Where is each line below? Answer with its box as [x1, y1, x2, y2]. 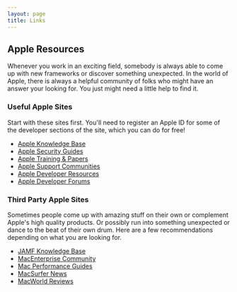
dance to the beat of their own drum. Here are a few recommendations [7, 226, 214, 234]
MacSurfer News [17, 269, 67, 278]
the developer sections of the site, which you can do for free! [7, 125, 185, 134]
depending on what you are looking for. [7, 233, 122, 241]
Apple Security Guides [17, 146, 83, 156]
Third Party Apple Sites [7, 194, 89, 204]
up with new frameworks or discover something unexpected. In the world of [7, 69, 229, 78]
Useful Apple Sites [7, 102, 73, 112]
